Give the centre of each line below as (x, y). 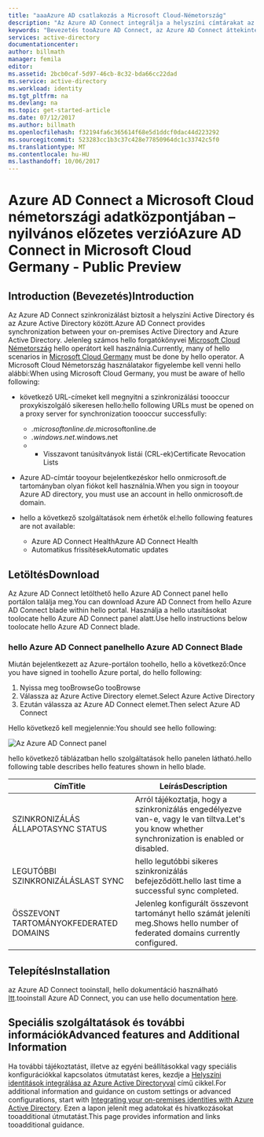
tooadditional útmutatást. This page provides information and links (114, 1116)
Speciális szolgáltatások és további (96, 1023)
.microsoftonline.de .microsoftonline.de (93, 429)
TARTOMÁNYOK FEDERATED (65, 923)
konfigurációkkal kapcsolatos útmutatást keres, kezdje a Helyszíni (115, 1074)
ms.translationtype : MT (47, 147)
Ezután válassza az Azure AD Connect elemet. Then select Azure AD (130, 705)
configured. (156, 943)
